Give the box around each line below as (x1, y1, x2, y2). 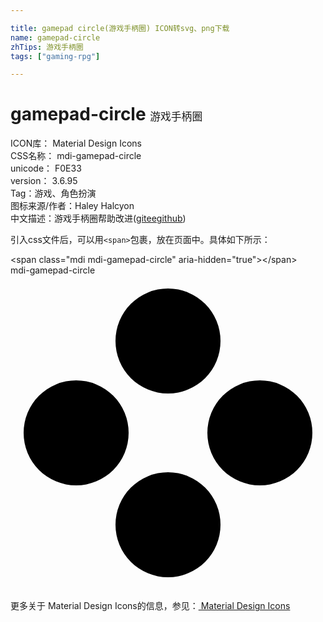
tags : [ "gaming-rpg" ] (10, 51, 101, 61)
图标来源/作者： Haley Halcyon (10, 200, 135, 212)
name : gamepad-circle (10, 32, 101, 43)
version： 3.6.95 (10, 175, 78, 187)
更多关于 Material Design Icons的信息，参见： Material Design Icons (10, 600, 291, 612)
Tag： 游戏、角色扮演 (10, 187, 97, 200)
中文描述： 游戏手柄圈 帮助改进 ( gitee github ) (10, 212, 187, 225)
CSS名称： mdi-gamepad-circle (10, 150, 142, 162)
